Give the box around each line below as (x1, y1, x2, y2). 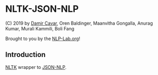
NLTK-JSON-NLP (5, 3, 79, 15)
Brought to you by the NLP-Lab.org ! (5, 35, 80, 42)
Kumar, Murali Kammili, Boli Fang (5, 25, 75, 31)
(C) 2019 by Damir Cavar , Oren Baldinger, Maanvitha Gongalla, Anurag (5, 20, 153, 26)
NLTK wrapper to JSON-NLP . (5, 64, 67, 70)
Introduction (5, 50, 46, 59)
